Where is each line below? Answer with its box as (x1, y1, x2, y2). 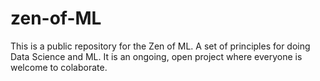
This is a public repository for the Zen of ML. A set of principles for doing (10, 40, 311, 52)
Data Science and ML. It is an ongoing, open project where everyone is (10, 50, 303, 62)
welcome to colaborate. (10, 61, 108, 73)
